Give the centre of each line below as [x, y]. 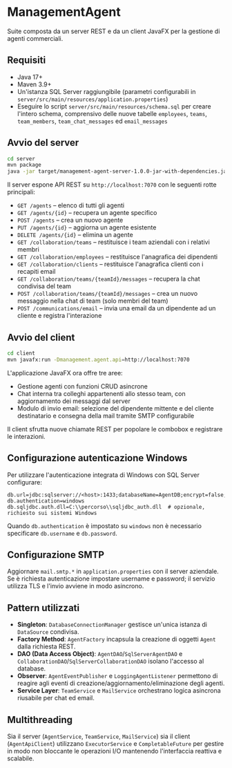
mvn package [24, 165]
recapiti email [36, 272]
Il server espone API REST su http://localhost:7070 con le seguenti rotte [112, 185]
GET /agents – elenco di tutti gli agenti [71, 205]
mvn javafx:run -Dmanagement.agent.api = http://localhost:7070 [98, 359]
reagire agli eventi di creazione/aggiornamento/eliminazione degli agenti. [121, 683]
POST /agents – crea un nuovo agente [70, 220]
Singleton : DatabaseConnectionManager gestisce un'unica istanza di [112, 625]
